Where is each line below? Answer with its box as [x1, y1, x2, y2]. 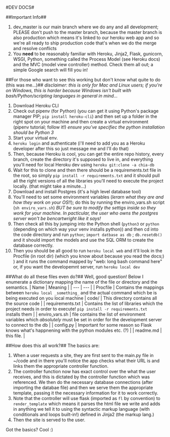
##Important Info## [6, 14, 47, 20]
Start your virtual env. [13, 135, 59, 141]
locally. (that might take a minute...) [13, 183, 86, 189]
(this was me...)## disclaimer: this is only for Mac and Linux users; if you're [6, 82, 163, 88]
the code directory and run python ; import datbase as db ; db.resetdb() [13, 232, 162, 237]
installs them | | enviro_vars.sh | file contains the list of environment [6, 311, 146, 317]
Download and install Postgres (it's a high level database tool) [13, 189, 142, 194]
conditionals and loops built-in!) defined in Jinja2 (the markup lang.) [13, 412, 154, 417]
